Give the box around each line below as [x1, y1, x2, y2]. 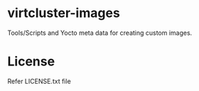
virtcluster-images [7, 5, 121, 21]
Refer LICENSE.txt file [7, 77, 71, 85]
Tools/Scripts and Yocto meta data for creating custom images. [7, 28, 193, 37]
